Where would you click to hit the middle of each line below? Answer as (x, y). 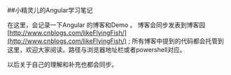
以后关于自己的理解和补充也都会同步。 (62, 64)
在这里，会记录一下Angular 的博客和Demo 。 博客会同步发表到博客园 (106, 25)
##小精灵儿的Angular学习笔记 (50, 10)
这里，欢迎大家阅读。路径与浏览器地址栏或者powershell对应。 (97, 50)
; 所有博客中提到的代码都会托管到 (176, 41)
